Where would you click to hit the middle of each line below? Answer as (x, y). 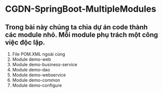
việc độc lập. (25, 42)
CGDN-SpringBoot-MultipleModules (81, 9)
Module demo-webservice (39, 75)
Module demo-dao (31, 70)
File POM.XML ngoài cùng (39, 54)
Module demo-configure (37, 85)
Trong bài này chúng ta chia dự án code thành (77, 27)
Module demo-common (36, 80)
